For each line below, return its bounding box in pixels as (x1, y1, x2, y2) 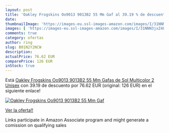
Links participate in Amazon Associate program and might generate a (5, 117, 149, 123)
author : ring (5, 40, 33, 45)
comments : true (5, 31, 37, 36)
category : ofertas (5, 36, 44, 41)
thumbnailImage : (5, 21, 39, 27)
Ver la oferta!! (5, 107, 34, 113)
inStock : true (5, 63, 35, 68)
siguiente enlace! (5, 88, 41, 94)
